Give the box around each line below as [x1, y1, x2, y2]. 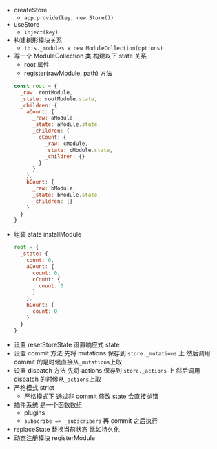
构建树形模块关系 [13, 36, 63, 44]
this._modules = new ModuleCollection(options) [23, 45, 163, 52]
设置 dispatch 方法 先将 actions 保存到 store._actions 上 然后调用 [13, 366, 201, 374]
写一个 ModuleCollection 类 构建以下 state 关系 [13, 52, 147, 60]
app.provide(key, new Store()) [23, 14, 114, 21]
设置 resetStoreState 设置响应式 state [13, 340, 120, 349]
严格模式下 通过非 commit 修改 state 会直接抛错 [23, 392, 158, 400]
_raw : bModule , [32, 185, 76, 192]
